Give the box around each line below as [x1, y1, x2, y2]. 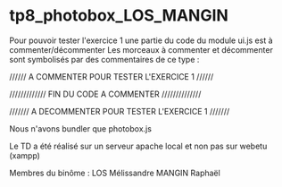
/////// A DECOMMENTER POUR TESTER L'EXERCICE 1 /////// [9, 106, 230, 116]
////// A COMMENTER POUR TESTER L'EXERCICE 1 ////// [9, 71, 214, 81]
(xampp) [9, 149, 40, 161]
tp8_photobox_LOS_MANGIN [9, 5, 229, 26]
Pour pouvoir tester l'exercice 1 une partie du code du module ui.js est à [9, 35, 274, 46]
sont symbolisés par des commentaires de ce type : [9, 54, 200, 64]
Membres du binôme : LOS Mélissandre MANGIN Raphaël [9, 167, 220, 178]
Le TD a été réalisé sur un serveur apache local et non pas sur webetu [9, 140, 268, 151]
